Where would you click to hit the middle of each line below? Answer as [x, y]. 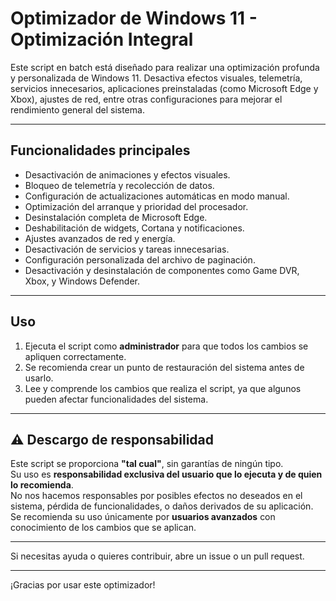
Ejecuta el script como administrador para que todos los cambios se [166, 346]
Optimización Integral [102, 39]
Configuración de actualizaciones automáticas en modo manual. [157, 196]
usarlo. [39, 378]
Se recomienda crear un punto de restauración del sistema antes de [164, 367]
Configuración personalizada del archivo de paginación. [140, 259]
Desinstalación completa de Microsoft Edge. [116, 217]
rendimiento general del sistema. [77, 109]
